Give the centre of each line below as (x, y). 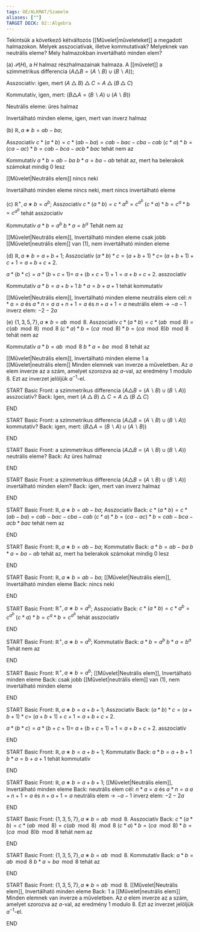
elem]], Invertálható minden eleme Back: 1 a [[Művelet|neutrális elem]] (93, 892)
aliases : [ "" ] (24, 17)
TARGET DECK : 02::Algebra (39, 23)
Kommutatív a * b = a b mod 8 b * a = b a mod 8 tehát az (78, 347)
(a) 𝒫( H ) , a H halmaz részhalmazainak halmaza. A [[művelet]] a (84, 65)
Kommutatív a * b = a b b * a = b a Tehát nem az (65, 225)
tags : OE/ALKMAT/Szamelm (37, 12)
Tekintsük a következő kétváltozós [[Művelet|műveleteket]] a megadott (94, 40)
